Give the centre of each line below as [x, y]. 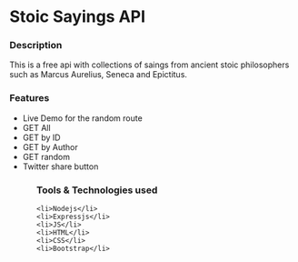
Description [36, 45]
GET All [37, 127]
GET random [46, 156]
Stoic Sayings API [78, 17]
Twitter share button [60, 166]
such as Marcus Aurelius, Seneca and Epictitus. [99, 75]
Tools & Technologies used [97, 190]
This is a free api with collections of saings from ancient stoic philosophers [149, 65]
